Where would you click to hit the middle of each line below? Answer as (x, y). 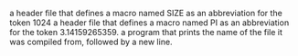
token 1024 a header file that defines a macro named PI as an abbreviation (149, 23)
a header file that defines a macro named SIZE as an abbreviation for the (146, 13)
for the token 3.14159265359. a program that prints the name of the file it (146, 32)
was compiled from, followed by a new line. (91, 42)
